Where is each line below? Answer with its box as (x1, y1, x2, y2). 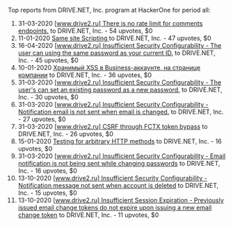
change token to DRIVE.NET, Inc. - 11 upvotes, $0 (17, 211, 159, 219)
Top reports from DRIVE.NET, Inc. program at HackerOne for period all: (8, 6, 211, 14)
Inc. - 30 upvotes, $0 (17, 93, 79, 101)
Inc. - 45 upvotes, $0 (17, 56, 79, 64)
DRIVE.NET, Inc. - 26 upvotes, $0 (17, 130, 114, 138)
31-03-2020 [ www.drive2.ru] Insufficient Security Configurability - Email (17, 152, 226, 160)
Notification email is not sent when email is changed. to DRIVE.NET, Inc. (17, 107, 224, 116)
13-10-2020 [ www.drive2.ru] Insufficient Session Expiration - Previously (17, 196, 225, 204)
